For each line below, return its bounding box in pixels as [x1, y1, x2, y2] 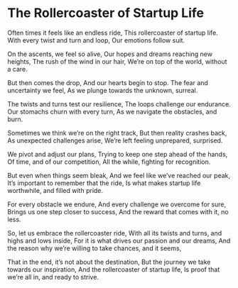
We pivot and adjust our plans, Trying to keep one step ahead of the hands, [7, 150, 228, 158]
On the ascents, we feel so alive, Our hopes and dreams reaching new [7, 50, 213, 58]
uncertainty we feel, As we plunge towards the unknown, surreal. [7, 86, 198, 94]
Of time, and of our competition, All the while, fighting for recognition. [7, 157, 211, 166]
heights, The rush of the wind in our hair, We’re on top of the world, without [7, 57, 227, 65]
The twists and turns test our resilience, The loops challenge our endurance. [7, 99, 231, 108]
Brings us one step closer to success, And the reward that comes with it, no [7, 207, 229, 216]
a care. [7, 65, 28, 73]
